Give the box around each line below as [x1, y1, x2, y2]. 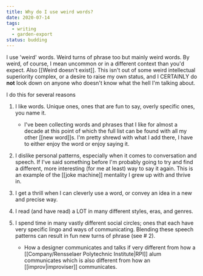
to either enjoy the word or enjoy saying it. [24, 140, 130, 147]
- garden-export [12, 31, 53, 38]
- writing [12, 25, 36, 32]
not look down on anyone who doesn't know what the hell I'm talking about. [6, 79, 196, 87]
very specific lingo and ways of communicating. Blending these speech [15, 226, 194, 233]
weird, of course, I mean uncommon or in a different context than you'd [6, 60, 185, 67]
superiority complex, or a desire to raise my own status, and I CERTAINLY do [6, 73, 198, 80]
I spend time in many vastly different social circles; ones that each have [15, 219, 194, 226]
